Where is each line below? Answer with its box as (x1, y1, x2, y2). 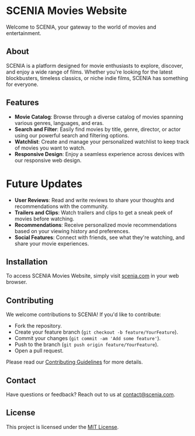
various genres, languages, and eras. (14, 119, 104, 126)
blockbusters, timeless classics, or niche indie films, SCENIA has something (6, 74, 189, 81)
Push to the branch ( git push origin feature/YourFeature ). (14, 341, 159, 348)
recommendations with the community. (14, 203, 109, 210)
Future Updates (6, 177, 83, 191)
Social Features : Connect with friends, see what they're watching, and (14, 234, 185, 241)
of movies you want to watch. (14, 144, 86, 151)
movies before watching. (14, 215, 75, 222)
